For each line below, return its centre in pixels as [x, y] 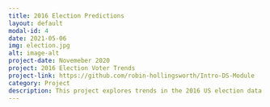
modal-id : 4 [28, 31]
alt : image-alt [34, 53]
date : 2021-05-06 [38, 38]
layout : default [36, 23]
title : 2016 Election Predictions [67, 16]
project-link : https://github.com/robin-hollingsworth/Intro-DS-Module [131, 76]
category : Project [39, 83]
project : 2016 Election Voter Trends [72, 68]
